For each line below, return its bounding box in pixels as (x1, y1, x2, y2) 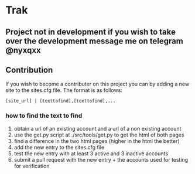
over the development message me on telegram (5, 36, 184, 46)
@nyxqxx (5, 45, 42, 55)
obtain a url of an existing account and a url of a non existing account (13, 125, 182, 132)
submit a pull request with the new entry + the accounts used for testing (13, 156, 189, 163)
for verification (13, 162, 50, 169)
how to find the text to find (5, 112, 83, 120)
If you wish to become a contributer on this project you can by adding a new (5, 80, 190, 88)
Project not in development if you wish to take (5, 27, 176, 37)
